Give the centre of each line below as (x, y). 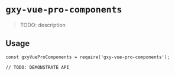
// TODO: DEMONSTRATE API (37, 67)
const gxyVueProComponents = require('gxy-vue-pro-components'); (87, 57)
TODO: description (43, 25)
